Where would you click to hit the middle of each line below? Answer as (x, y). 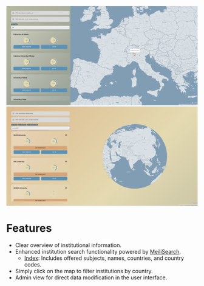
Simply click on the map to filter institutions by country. (84, 271)
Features (29, 228)
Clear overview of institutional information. (68, 245)
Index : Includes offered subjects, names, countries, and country (104, 258)
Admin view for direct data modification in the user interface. (91, 277)
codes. (33, 265)
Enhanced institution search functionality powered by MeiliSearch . (98, 252)
